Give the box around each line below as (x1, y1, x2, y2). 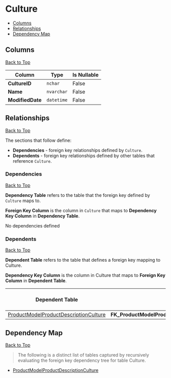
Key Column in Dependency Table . (5, 213, 80, 219)
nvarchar (46, 89, 68, 94)
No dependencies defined (5, 222, 60, 229)
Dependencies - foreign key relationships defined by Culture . (12, 147, 142, 153)
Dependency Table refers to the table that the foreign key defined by (5, 192, 150, 198)
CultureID (8, 80, 32, 87)
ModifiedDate (8, 96, 42, 104)
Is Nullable (72, 71, 99, 78)
